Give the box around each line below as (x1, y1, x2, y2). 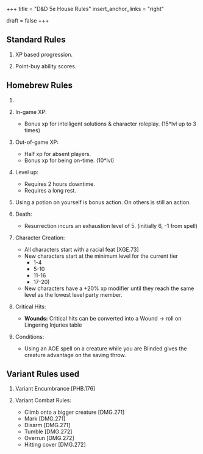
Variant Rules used (6, 369, 80, 380)
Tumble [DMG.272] (24, 428, 73, 435)
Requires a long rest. (24, 186, 76, 194)
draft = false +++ (6, 17, 49, 24)
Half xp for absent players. (24, 150, 91, 157)
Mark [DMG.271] (24, 415, 66, 422)
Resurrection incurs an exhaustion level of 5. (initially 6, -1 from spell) (24, 222, 198, 229)
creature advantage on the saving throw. (24, 351, 126, 358)
